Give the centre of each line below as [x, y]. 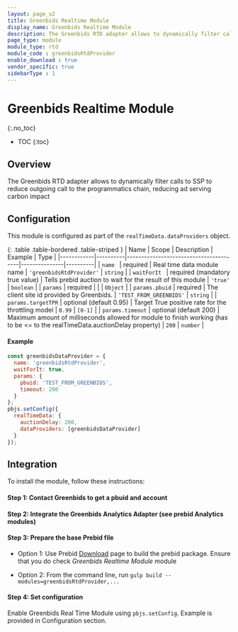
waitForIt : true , [39, 370]
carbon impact [29, 197]
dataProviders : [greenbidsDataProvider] [80, 429]
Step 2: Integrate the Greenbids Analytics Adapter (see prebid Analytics [115, 514]
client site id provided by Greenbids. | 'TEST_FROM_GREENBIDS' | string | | [112, 295]
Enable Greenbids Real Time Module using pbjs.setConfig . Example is [110, 613]
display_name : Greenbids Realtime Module [69, 27]
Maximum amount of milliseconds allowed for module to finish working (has [118, 317]
